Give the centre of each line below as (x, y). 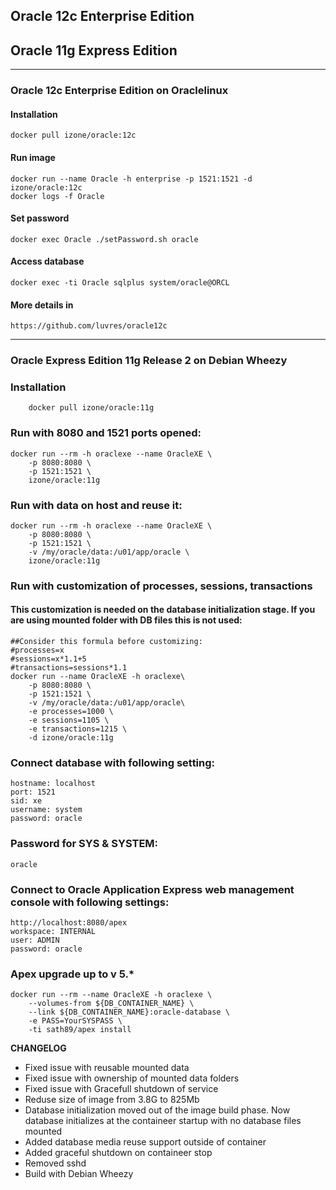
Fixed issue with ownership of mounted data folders (132, 1078)
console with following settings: (90, 902)
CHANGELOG (38, 1048)
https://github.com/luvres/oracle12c (89, 326)
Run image (33, 157)
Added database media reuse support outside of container (145, 1142)
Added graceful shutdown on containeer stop (118, 1153)
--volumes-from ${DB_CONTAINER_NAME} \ (111, 1004)
